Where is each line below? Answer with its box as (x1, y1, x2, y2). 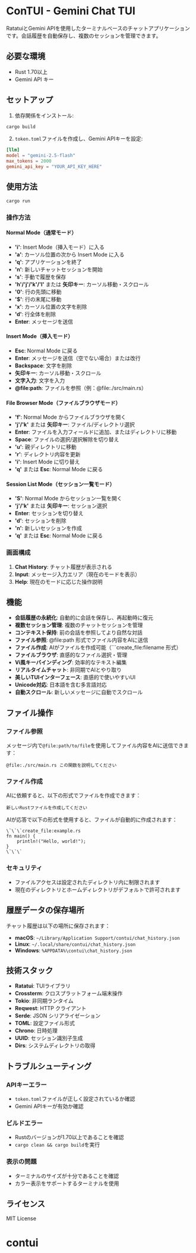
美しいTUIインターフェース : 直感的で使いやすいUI (14, 674, 135, 681)
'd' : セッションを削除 (14, 517, 67, 524)
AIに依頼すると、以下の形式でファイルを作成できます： (6, 792, 141, 799)
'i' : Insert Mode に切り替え (14, 458, 80, 466)
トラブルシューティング (6, 1061, 92, 1071)
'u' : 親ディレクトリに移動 (14, 443, 77, 451)
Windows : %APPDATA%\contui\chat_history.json (14, 946, 132, 954)
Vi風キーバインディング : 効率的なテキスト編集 (14, 659, 127, 666)
